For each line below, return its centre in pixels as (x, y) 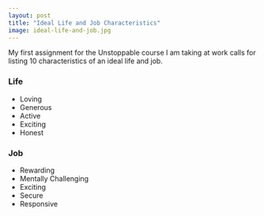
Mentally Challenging (54, 178)
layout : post (30, 15)
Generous (36, 107)
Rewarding (37, 170)
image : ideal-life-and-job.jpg (60, 30)
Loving (30, 99)
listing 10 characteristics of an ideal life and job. (86, 61)
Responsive (38, 203)
